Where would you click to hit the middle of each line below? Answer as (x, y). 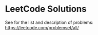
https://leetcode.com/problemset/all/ (42, 27)
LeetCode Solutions (46, 9)
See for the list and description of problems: (49, 22)
